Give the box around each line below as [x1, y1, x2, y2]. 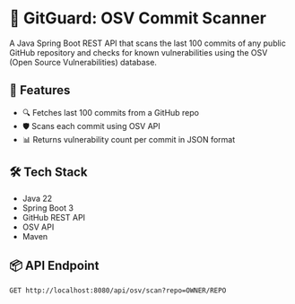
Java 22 [22, 193, 53, 204]
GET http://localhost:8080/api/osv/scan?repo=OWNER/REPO [9, 286, 227, 295]
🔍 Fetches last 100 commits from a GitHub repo [22, 107, 200, 117]
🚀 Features [9, 83, 71, 98]
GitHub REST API [22, 212, 86, 222]
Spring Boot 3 [22, 202, 74, 213]
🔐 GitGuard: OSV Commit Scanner [9, 8, 267, 29]
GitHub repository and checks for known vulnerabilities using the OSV [9, 47, 268, 57]
